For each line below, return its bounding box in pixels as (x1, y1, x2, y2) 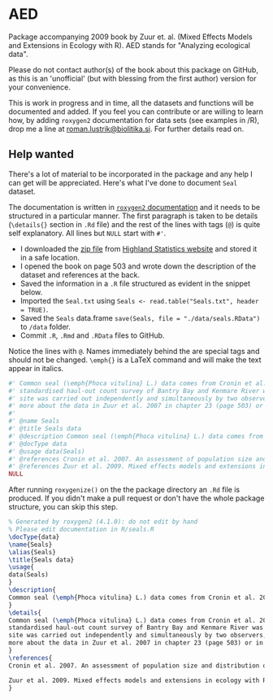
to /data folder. (19, 322, 71, 331)
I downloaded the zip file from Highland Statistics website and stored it (19, 243, 258, 253)
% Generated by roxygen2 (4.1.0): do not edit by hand (8, 518, 198, 526)
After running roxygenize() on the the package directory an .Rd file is (8, 485, 240, 495)
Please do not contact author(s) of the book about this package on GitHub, (8, 64, 258, 74)
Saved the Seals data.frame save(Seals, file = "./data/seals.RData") (19, 313, 261, 322)
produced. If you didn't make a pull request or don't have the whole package (8, 493, 265, 503)
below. (19, 287, 43, 297)
